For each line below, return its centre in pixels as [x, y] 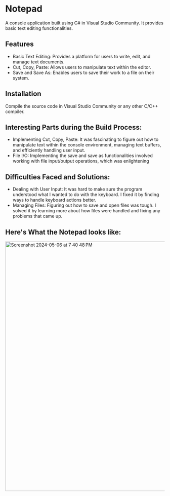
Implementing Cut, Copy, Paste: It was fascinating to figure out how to [86, 139]
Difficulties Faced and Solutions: [58, 177]
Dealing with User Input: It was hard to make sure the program [77, 189]
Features [19, 44]
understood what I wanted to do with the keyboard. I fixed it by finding [86, 195]
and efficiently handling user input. [49, 150]
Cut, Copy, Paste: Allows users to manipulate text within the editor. [82, 67]
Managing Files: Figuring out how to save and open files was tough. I [84, 205]
